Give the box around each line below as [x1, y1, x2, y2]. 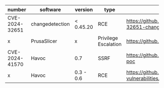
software [40, 6, 61, 13]
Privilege [98, 35, 118, 41]
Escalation [98, 41, 122, 47]
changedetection [31, 21, 70, 27]
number [7, 6, 26, 13]
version [75, 6, 93, 13]
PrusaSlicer [31, 38, 58, 44]
